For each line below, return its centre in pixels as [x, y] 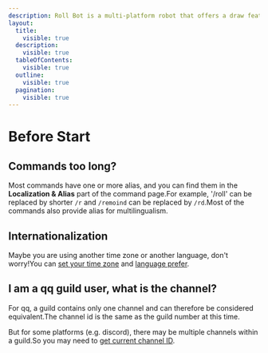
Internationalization [58, 236]
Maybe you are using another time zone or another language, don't [118, 256]
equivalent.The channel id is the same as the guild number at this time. [124, 316]
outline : [30, 75]
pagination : [35, 90]
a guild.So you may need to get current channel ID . [92, 340]
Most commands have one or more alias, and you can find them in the [123, 185]
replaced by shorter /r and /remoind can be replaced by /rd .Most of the [126, 202]
